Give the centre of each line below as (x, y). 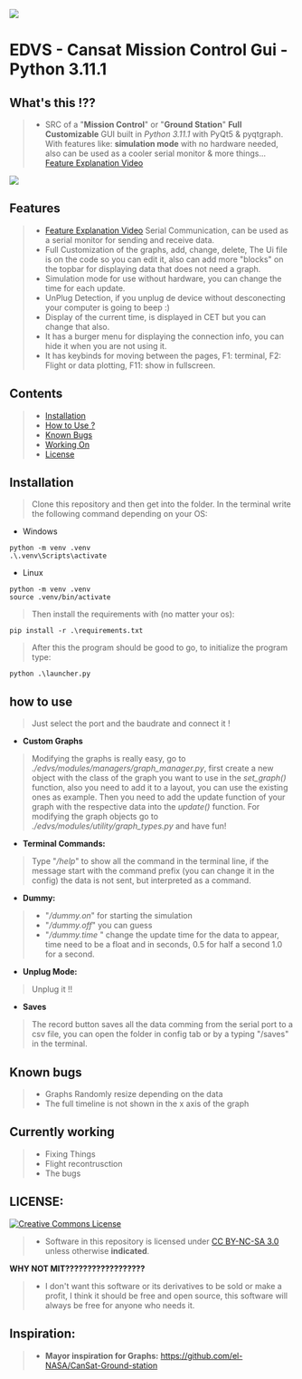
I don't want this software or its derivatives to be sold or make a (163, 1286)
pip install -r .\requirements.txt (76, 631)
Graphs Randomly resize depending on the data (134, 1094)
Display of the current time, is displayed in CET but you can (156, 316)
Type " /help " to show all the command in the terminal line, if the (150, 861)
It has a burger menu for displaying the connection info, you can (165, 336)
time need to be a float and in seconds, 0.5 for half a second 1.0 (164, 945)
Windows (40, 531)
